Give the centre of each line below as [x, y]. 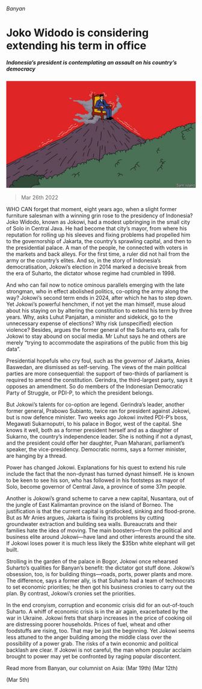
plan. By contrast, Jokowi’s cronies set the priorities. [71, 594]
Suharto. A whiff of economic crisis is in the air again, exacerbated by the [97, 612]
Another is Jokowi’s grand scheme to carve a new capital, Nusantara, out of [100, 498]
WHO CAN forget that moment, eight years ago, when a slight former [92, 209]
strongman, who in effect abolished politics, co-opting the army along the [97, 291]
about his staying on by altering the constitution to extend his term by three [99, 311]
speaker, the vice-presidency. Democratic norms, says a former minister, [96, 449]
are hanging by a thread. [37, 456]
